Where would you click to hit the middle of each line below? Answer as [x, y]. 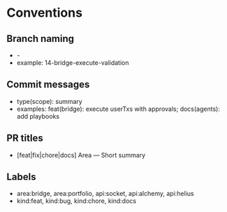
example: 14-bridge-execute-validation [73, 63]
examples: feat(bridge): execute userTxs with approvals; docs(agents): [118, 109]
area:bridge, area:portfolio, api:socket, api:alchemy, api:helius [105, 194]
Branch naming [41, 39]
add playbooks [38, 116]
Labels [21, 177]
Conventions [45, 13]
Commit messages [48, 85]
